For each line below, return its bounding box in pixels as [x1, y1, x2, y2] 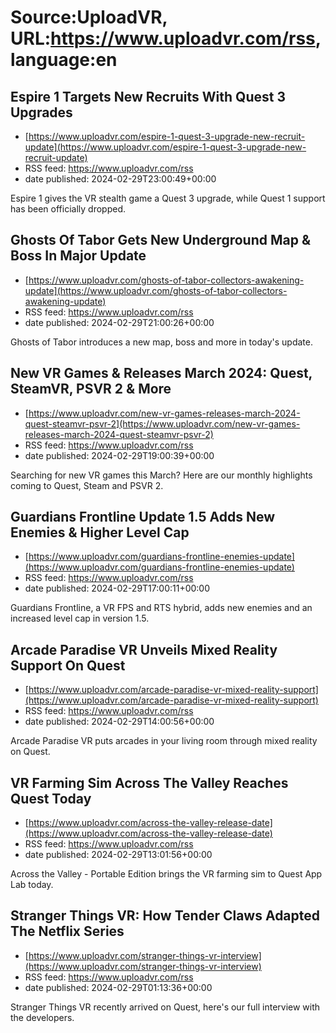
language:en [10, 49, 118, 71]
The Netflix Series [10, 923, 125, 940]
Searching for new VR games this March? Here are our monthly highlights [10, 469, 313, 481]
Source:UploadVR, [10, 6, 168, 29]
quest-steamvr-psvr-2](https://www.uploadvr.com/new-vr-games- [24, 417, 301, 430]
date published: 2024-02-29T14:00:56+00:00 [24, 716, 215, 728]
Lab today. [10, 879, 54, 891]
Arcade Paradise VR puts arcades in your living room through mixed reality [10, 735, 318, 747]
